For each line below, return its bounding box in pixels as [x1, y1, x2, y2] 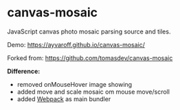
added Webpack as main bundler [16, 94, 111, 103]
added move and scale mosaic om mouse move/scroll [16, 87, 170, 96]
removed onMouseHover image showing [16, 80, 133, 88]
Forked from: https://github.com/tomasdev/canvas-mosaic [7, 53, 173, 62]
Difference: [7, 67, 41, 75]
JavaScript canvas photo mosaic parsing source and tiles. [7, 27, 171, 36]
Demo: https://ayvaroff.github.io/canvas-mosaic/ [7, 40, 146, 49]
